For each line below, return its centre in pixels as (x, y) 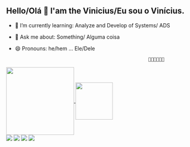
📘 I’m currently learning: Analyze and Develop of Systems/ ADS (93, 25)
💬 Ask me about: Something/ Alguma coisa (67, 37)
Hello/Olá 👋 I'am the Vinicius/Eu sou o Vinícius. (95, 11)
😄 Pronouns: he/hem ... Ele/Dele (55, 48)
